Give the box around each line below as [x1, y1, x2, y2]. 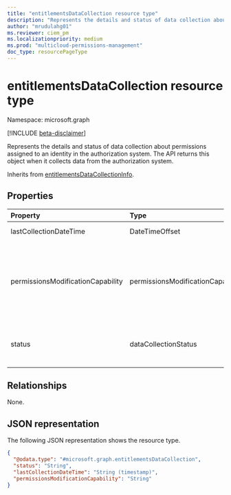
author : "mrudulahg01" [7, 23, 72, 30]
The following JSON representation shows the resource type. [7, 436, 181, 445]
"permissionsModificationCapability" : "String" [13, 475, 153, 482]
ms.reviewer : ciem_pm [7, 29, 69, 36]
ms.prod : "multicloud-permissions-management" [7, 42, 143, 49]
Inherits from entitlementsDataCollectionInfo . [7, 170, 134, 178]
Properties [7, 190, 54, 202]
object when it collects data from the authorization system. [7, 156, 174, 165]
